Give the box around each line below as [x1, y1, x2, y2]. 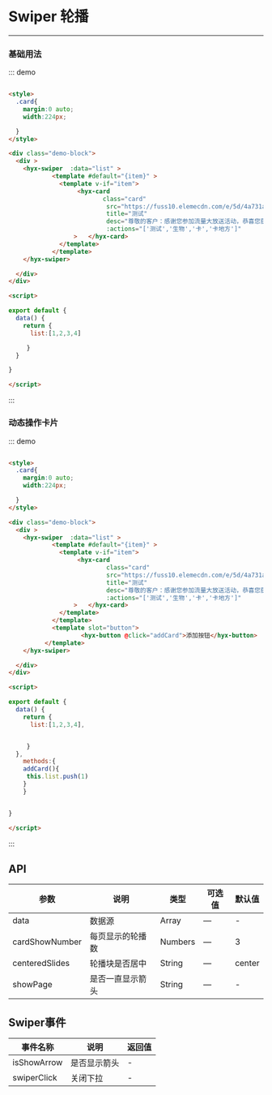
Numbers [159, 936, 196, 947]
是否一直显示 [89, 973, 139, 985]
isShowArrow [12, 1057, 63, 1068]
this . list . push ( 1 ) [26, 772, 89, 781]
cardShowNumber [12, 936, 83, 947]
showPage [12, 979, 53, 990]
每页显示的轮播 [89, 930, 147, 942]
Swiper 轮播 [8, 7, 89, 26]
